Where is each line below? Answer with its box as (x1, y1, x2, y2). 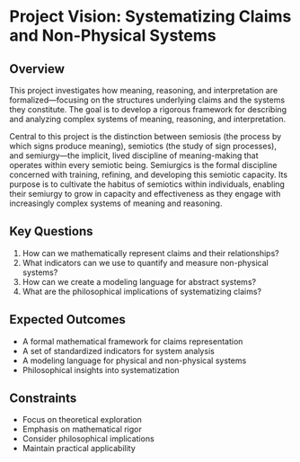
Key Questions (9, 224, 93, 239)
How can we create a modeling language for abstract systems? (22, 276, 257, 287)
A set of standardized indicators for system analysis (22, 345, 216, 356)
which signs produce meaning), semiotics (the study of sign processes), (9, 141, 277, 151)
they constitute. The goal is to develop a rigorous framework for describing (9, 104, 287, 114)
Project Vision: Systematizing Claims (9, 6, 292, 27)
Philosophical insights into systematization (22, 364, 180, 375)
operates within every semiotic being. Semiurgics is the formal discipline (9, 160, 278, 170)
